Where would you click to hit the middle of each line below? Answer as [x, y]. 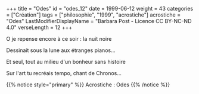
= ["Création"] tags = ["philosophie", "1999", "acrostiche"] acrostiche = [93, 15]
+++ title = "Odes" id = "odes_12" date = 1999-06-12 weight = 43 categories [100, 9]
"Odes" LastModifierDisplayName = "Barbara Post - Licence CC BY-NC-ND [99, 21]
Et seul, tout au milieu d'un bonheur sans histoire [66, 62]
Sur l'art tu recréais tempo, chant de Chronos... [64, 73]
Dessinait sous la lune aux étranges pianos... [61, 50]
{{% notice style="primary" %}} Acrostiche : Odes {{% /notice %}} [88, 85]
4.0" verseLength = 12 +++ [39, 27]
